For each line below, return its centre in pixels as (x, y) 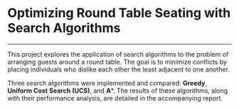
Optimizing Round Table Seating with (119, 13)
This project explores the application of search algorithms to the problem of (118, 54)
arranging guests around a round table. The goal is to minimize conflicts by (117, 62)
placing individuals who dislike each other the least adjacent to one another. (118, 69)
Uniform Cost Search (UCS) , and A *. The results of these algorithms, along (118, 91)
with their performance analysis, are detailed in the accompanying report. (115, 98)
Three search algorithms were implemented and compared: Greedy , (107, 83)
